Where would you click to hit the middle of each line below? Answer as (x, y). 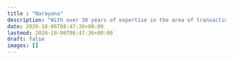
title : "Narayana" (35, 13)
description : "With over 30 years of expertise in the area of (101, 20)
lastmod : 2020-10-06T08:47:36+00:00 (60, 33)
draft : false (26, 39)
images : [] (23, 46)
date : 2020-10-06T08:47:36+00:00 (55, 26)
